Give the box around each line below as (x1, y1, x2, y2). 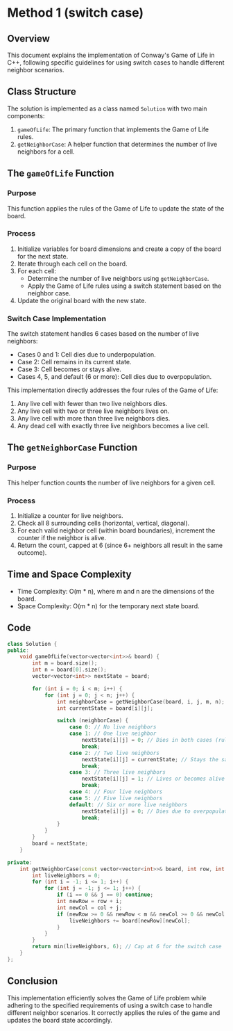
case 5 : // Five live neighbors (69, 795, 163, 802)
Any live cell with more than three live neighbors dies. (17, 414, 171, 423)
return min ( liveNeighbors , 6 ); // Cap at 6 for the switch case (32, 943, 222, 950)
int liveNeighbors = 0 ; (32, 872, 101, 879)
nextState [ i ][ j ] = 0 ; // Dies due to (81, 808, 191, 815)
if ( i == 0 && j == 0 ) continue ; (56, 891, 154, 898)
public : (7, 647, 30, 654)
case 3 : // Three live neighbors (69, 769, 166, 776)
